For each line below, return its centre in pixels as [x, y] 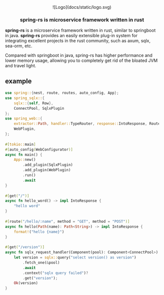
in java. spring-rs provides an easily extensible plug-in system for [71, 36]
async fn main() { [24, 155]
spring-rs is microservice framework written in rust [82, 20]
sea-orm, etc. [19, 46]
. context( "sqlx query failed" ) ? [56, 273]
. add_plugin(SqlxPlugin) [48, 165]
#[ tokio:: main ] [20, 144]
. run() [29, 175]
